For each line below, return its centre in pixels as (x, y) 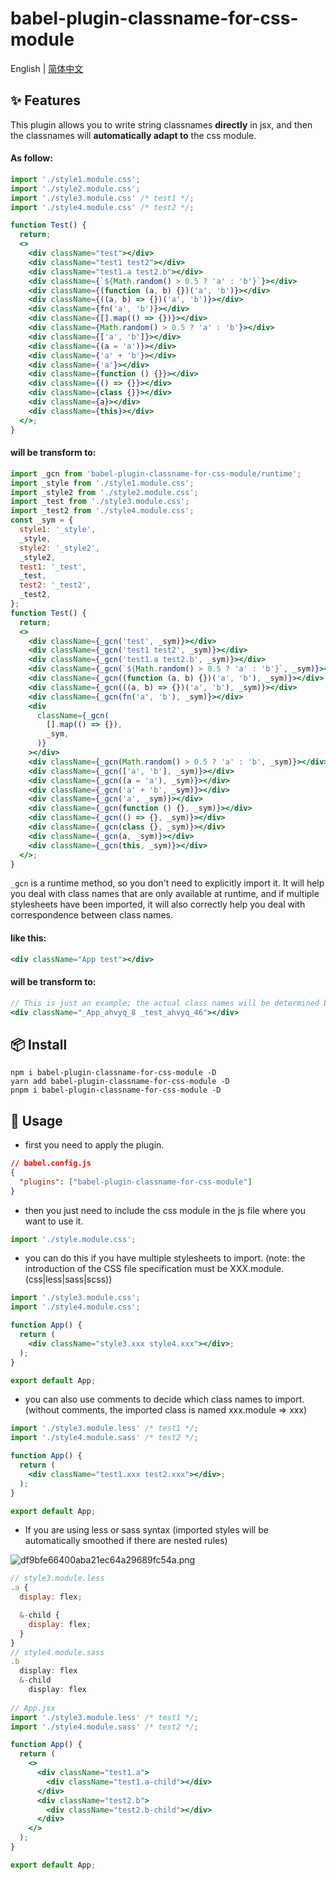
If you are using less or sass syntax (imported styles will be (146, 1530)
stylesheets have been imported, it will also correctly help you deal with (158, 904)
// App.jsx (33, 1708)
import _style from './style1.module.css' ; (102, 483)
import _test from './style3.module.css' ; (100, 502)
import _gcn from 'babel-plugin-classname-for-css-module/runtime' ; (156, 473)
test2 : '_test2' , (55, 585)
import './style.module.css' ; (73, 1239)
